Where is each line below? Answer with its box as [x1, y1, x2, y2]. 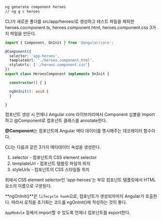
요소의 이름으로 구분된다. [5, 183, 52, 189]
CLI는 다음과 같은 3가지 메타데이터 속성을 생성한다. [5, 144, 101, 150]
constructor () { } [9, 80, 47, 85]
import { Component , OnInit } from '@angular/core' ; [5, 40, 114, 45]
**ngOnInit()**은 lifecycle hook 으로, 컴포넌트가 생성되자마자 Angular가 [5, 193, 145, 199]
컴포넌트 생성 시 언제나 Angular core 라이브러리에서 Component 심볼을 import [5, 111, 155, 117]
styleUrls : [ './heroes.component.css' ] [9, 63, 90, 67]
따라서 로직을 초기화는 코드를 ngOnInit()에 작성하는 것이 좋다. [11, 199, 127, 205]
